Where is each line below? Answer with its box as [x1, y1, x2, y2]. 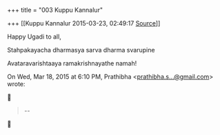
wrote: [7, 80, 26, 88]
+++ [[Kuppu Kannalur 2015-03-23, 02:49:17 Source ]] [7, 19, 161, 27]
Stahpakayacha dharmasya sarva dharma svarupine [7, 46, 155, 54]
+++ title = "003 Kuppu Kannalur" [7, 6, 103, 14]
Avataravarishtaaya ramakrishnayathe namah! [7, 59, 137, 67]
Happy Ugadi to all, [7, 32, 62, 41]
